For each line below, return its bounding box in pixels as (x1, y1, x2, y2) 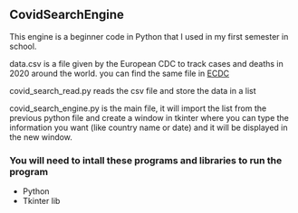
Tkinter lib (22, 196, 61, 207)
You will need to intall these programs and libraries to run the (9, 153, 283, 166)
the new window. (9, 131, 72, 143)
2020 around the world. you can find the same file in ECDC (9, 68, 229, 79)
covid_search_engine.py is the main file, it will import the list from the (9, 103, 267, 114)
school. (9, 41, 37, 51)
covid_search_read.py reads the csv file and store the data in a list (9, 85, 256, 96)
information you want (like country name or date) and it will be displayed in (9, 122, 288, 133)
